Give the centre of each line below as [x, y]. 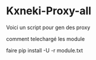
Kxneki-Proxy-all [49, 11]
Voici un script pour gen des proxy [48, 27]
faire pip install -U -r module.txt [44, 50]
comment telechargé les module [45, 39]
